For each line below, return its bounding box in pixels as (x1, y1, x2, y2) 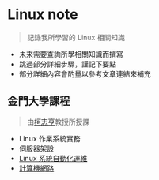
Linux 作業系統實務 (18, 133, 81, 143)
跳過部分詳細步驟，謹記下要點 (18, 59, 116, 69)
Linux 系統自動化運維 (18, 153, 88, 163)
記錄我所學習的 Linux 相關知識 (26, 32, 126, 42)
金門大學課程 (7, 95, 70, 108)
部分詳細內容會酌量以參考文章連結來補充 (18, 69, 151, 78)
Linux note (7, 6, 78, 24)
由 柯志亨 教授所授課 (26, 117, 90, 126)
